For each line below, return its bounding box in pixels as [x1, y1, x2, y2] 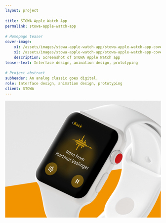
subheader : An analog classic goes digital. [5, 76, 98, 81]
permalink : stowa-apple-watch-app [5, 24, 77, 29]
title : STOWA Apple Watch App [5, 18, 68, 23]
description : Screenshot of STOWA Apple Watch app [14, 55, 121, 60]
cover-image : [5, 40, 32, 45]
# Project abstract [5, 71, 45, 76]
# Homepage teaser [5, 34, 43, 39]
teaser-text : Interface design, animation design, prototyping [5, 60, 138, 65]
